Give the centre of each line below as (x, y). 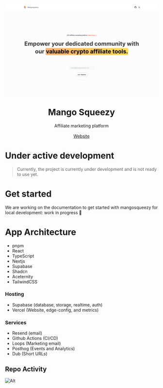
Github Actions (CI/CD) (35, 338)
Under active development (60, 156)
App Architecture (41, 232)
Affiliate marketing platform (81, 126)
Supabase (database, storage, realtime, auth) (57, 304)
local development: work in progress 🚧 (43, 212)
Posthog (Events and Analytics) (43, 349)
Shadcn (20, 271)
